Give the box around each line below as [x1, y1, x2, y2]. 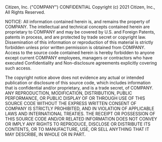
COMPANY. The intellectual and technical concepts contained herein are [5, 24, 150, 30]
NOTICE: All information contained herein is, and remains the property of [5, 19, 150, 24]
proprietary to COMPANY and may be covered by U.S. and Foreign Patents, [5, 29, 155, 35]
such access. [5, 65, 32, 71]
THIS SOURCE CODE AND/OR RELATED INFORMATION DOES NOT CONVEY [5, 116, 158, 122]
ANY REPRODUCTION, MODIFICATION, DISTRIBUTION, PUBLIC [5, 90, 132, 96]
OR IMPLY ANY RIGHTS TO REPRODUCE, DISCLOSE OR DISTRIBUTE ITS [5, 121, 151, 127]
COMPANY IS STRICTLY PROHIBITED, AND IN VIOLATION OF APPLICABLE [5, 106, 154, 111]
